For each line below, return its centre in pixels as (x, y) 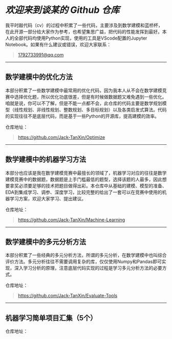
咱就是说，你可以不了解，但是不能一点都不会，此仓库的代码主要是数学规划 (84, 103)
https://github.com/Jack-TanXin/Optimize (61, 137)
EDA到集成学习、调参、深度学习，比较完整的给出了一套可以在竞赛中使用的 (84, 192)
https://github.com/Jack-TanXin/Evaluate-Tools (68, 296)
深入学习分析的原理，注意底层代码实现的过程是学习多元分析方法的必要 (88, 268)
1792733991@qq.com (41, 54)
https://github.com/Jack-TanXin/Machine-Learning (71, 220)
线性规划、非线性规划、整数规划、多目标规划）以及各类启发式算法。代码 (90, 109)
